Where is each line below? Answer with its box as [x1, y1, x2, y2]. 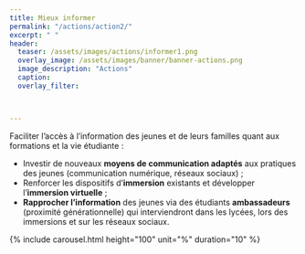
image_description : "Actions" [17, 65, 132, 74]
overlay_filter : [17, 81, 79, 90]
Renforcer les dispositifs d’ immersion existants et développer [22, 177, 256, 188]
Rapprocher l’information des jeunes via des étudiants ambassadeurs [22, 196, 290, 207]
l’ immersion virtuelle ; [22, 186, 108, 197]
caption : [17, 73, 51, 82]
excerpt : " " [9, 30, 59, 39]
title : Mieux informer [9, 13, 96, 23]
